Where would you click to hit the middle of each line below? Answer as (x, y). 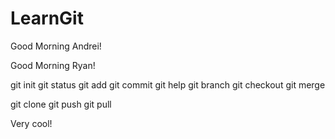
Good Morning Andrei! (56, 46)
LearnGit (47, 18)
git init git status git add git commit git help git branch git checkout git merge (168, 84)
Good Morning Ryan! (53, 65)
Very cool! (31, 123)
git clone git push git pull (61, 104)
